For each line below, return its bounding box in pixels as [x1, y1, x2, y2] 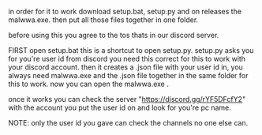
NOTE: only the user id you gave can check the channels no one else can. [8, 118, 249, 127]
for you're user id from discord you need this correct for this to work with [8, 54, 246, 63]
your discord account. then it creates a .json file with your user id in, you [8, 62, 243, 72]
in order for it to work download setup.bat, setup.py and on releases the [8, 7, 242, 16]
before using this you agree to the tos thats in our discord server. [8, 31, 219, 39]
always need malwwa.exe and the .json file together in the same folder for [8, 71, 249, 80]
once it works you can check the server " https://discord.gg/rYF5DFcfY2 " [8, 95, 246, 103]
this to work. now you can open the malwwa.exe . [8, 79, 170, 88]
